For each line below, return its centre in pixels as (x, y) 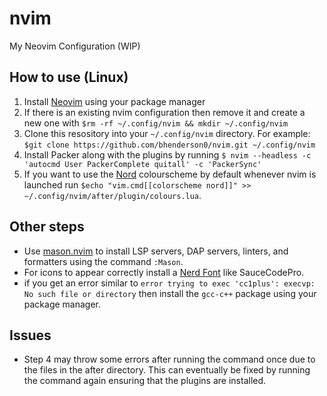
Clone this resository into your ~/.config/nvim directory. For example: (167, 133)
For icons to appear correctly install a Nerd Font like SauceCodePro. (164, 272)
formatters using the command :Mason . (103, 261)
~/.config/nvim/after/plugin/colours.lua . (112, 195)
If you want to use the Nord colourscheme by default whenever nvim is (170, 174)
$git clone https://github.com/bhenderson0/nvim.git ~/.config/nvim (169, 145)
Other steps (47, 227)
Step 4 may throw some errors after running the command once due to (169, 359)
